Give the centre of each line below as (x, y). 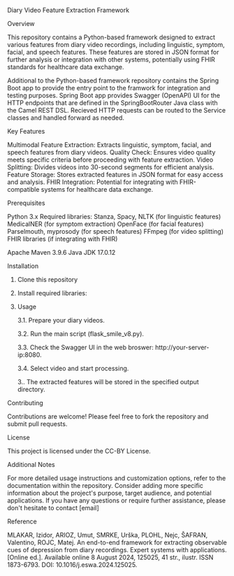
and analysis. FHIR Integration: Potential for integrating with (93, 182)
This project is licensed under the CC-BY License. (79, 451)
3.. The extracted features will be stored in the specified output (108, 382)
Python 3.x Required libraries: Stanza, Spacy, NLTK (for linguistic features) (114, 217)
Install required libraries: (52, 293)
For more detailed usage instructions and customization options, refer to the (117, 478)
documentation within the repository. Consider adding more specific (105, 485)
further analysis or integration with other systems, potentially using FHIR (111, 59)
